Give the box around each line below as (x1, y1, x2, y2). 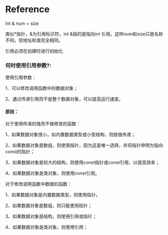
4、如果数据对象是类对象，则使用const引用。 (5, 170, 100, 176)
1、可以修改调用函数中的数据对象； (5, 85, 78, 91)
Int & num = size (5, 20, 39, 26)
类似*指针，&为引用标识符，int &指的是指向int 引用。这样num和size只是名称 (5, 30, 163, 37)
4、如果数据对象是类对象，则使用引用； (5, 224, 89, 230)
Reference (5, 4, 50, 15)
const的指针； (5, 149, 35, 155)
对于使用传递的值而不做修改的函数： (5, 121, 81, 127)
